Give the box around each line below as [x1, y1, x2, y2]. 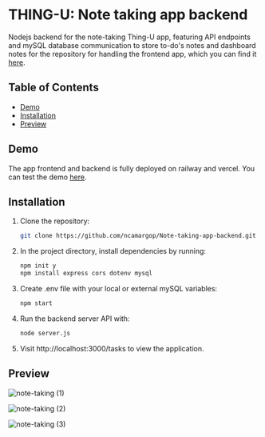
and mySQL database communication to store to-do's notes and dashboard [8, 40, 257, 50]
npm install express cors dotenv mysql [19, 270, 153, 278]
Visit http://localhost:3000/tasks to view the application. [19, 343, 204, 353]
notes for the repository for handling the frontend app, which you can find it [8, 49, 257, 58]
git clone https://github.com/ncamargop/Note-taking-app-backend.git [19, 232, 257, 240]
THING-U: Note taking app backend [8, 6, 248, 24]
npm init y [19, 262, 57, 270]
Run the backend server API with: [19, 314, 130, 323]
